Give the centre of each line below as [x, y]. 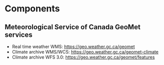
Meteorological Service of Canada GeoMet [73, 27]
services [19, 34]
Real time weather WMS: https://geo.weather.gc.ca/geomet [73, 47]
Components [32, 9]
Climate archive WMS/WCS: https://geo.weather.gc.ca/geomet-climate [85, 52]
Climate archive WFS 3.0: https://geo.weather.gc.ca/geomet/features [83, 57]
